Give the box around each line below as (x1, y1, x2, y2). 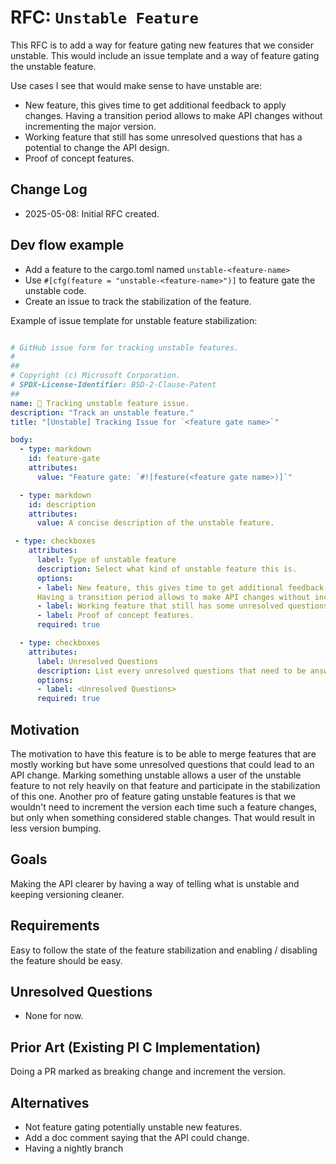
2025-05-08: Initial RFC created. (24, 207, 160, 220)
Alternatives (10, 1094, 90, 1111)
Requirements (10, 917, 100, 935)
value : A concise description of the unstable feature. (36, 518, 275, 528)
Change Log (10, 181, 88, 198)
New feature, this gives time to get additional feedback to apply (24, 99, 287, 111)
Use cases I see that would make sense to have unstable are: (10, 79, 263, 91)
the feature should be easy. (10, 954, 123, 966)
